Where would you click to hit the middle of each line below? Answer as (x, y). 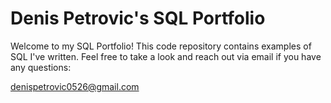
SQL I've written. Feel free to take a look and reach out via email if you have (166, 56)
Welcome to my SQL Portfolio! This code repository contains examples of (161, 46)
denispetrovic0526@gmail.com (75, 86)
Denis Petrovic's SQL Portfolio (138, 18)
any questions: (41, 67)
